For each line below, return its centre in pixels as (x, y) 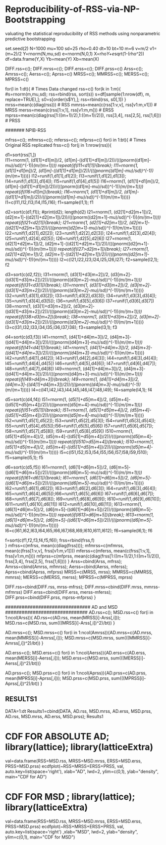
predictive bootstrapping (30, 39)
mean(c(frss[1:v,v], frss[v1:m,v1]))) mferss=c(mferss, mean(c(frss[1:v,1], (78, 551)
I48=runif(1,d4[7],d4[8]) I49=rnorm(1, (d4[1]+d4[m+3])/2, (64, 369)
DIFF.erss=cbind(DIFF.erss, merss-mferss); (67, 592)
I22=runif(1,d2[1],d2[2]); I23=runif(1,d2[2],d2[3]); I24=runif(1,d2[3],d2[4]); (81, 233)
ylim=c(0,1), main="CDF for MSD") (40, 837)
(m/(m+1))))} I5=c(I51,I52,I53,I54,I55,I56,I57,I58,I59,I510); (91, 452)
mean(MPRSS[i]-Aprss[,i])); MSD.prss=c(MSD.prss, (58, 678)
